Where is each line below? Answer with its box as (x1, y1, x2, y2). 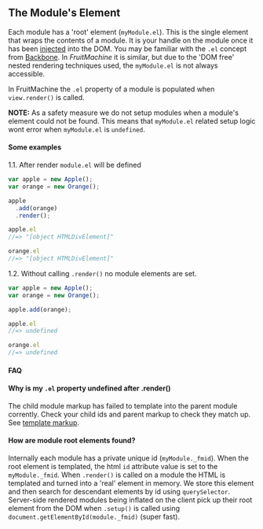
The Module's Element (8, 6, 121, 20)
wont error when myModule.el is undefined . (8, 124, 145, 134)
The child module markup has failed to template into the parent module (8, 401, 238, 410)
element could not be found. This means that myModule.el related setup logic (8, 116, 256, 125)
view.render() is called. (8, 92, 85, 102)
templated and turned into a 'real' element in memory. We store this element (8, 479, 254, 488)
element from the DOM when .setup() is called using (8, 504, 181, 513)
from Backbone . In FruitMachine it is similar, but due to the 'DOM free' (8, 52, 235, 61)
